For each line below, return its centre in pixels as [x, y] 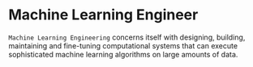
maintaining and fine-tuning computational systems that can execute [123, 45]
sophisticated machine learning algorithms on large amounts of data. [123, 54]
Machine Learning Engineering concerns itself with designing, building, [127, 37]
